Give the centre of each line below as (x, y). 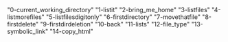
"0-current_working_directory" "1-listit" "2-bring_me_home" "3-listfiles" (109, 10)
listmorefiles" (26, 17)
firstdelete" (23, 24)
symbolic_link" (28, 31)
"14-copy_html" (72, 31)
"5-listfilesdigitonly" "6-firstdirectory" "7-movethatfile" (123, 17)
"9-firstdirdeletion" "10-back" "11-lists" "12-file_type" (115, 24)
